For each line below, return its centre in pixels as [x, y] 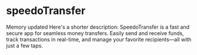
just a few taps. [24, 46]
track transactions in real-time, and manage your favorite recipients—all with [99, 39]
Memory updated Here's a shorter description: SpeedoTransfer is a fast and [98, 27]
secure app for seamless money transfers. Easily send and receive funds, [95, 33]
